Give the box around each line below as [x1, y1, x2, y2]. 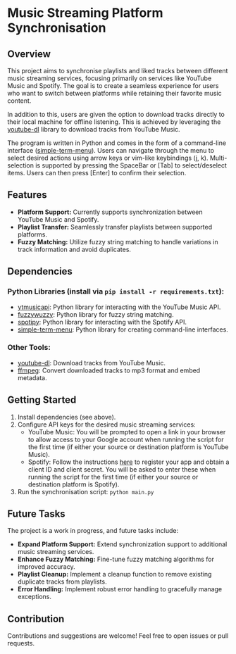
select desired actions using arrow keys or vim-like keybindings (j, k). [7, 153, 209, 162]
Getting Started [7, 394, 77, 406]
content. [7, 96, 32, 105]
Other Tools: [7, 343, 51, 353]
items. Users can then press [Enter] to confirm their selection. [7, 169, 187, 177]
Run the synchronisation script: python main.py [17, 487, 154, 496]
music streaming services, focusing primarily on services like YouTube [7, 74, 212, 82]
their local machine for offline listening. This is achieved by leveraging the [7, 118, 221, 126]
